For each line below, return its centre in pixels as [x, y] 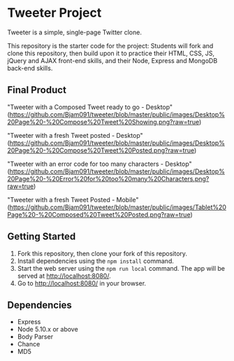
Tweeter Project [54, 13]
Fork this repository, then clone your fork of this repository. [102, 253]
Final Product [37, 90]
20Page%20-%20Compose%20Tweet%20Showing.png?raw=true [103, 122]
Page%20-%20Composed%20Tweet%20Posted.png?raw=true [99, 214]
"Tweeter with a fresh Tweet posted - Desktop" [75, 135]
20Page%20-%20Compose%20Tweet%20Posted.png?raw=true [101, 150]
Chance [29, 344]
